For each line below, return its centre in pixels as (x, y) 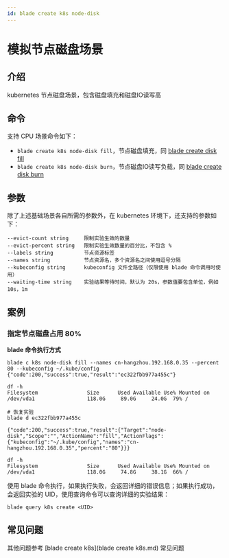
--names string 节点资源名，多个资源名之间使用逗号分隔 (94, 260)
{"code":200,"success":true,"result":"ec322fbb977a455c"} (92, 375)
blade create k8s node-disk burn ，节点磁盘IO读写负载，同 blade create (119, 167)
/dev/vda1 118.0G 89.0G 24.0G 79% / (98, 399)
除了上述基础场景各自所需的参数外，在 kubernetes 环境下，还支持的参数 (109, 216)
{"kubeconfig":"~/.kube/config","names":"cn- (73, 442)
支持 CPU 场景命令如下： (42, 136)
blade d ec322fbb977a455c (44, 418)
